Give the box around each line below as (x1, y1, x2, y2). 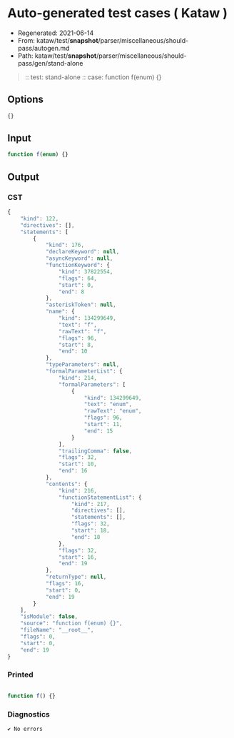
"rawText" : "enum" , (83, 408, 142, 415)
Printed (7, 669, 34, 679)
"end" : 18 (71, 533, 101, 540)
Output (7, 171, 39, 183)
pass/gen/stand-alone (17, 59, 83, 67)
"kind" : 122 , (20, 215, 59, 222)
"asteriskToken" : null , (45, 301, 116, 308)
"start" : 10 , (58, 460, 98, 468)
